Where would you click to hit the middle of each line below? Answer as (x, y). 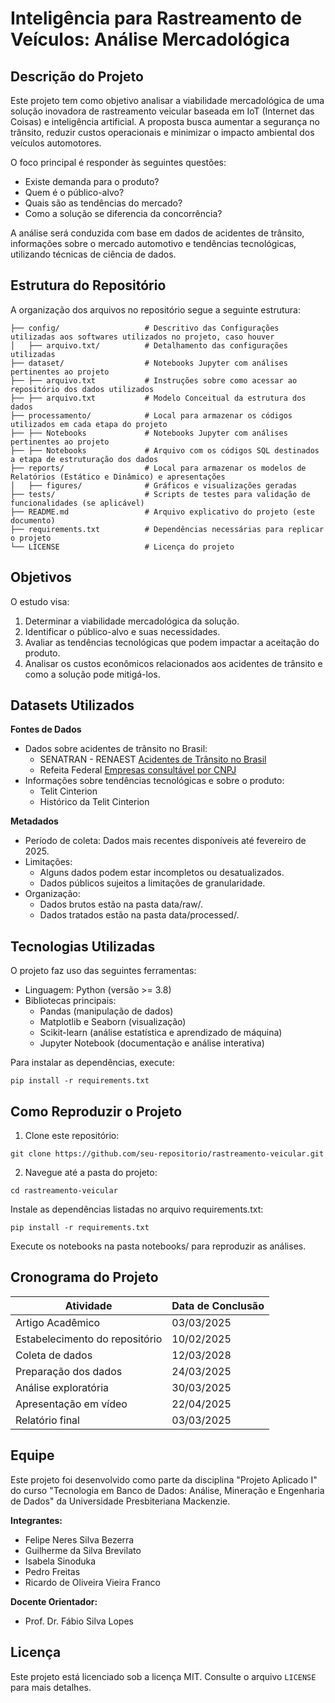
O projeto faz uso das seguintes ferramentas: (103, 971)
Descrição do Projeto (77, 76)
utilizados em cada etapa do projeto (89, 424)
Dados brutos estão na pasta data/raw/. (121, 904)
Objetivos (41, 577)
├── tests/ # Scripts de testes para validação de (160, 494)
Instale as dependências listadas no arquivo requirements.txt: (137, 1209)
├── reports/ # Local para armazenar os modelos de (158, 468)
